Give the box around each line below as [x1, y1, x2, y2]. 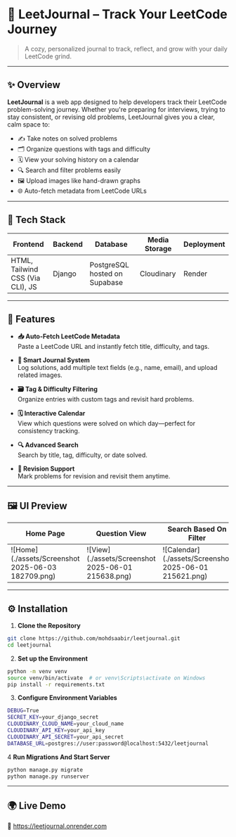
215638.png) [86, 571, 132, 581]
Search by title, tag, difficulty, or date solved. [17, 451, 147, 459]
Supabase [89, 277, 123, 287]
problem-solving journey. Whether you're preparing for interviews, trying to [7, 105, 226, 113]
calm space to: [7, 120, 51, 129]
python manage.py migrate [7, 766, 83, 773]
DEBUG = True [7, 707, 39, 715]
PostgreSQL [89, 260, 130, 269]
